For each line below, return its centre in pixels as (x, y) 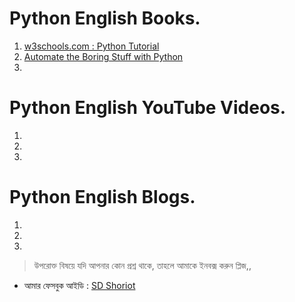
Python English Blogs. (102, 197)
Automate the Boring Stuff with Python (103, 56)
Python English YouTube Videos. (148, 108)
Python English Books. (105, 18)
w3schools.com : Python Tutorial (91, 46)
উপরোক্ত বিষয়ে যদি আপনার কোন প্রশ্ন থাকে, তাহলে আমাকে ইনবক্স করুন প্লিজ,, (142, 265)
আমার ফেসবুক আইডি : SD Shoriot (79, 285)
